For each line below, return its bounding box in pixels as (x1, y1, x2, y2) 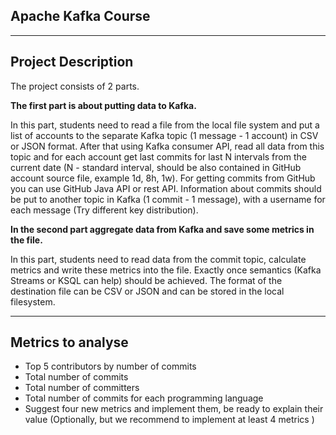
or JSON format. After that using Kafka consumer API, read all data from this (10, 140, 325, 152)
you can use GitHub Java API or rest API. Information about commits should (10, 182, 322, 194)
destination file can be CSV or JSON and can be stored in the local (10, 285, 285, 297)
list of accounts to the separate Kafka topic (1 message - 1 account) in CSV (10, 129, 319, 141)
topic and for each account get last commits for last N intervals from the (10, 150, 307, 163)
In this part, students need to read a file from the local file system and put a (10, 119, 320, 131)
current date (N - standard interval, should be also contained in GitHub (10, 161, 302, 173)
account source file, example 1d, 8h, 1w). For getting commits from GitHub (10, 172, 316, 184)
